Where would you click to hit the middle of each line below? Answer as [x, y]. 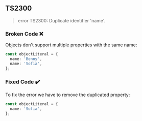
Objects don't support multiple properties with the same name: [71, 45]
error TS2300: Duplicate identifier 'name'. [62, 20]
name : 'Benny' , [26, 59]
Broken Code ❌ [24, 34]
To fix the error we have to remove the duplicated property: [68, 95]
